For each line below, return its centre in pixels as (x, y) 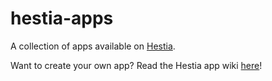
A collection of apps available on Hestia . (93, 46)
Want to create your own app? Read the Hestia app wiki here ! (136, 65)
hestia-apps (62, 18)
